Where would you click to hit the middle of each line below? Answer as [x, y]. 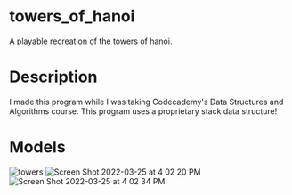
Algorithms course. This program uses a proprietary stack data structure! [143, 111]
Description [53, 77]
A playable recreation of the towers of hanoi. [91, 41]
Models [37, 147]
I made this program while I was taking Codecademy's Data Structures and [146, 102]
